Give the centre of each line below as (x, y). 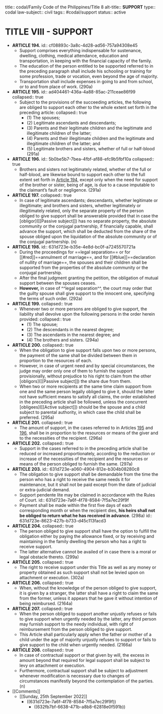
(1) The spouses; (43, 117)
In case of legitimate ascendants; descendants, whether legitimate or (89, 200)
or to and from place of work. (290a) (56, 87)
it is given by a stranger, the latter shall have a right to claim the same (89, 593)
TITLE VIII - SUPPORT (49, 32)
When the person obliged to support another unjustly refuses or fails (88, 614)
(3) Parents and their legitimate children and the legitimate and (89, 128)
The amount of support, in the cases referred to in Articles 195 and (86, 428)
